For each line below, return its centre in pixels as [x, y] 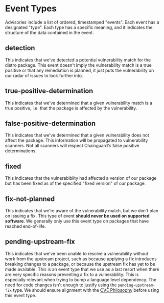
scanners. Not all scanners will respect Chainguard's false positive [72, 146]
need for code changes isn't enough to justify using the [61, 285]
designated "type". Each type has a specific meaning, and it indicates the [79, 27]
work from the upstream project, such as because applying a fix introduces [81, 259]
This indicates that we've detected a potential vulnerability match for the [78, 60]
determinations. [21, 151]
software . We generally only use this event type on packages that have [77, 221]
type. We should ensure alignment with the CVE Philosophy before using [86, 290]
